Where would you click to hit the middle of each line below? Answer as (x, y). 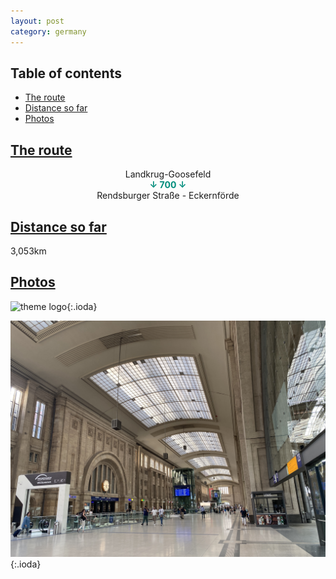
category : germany (48, 31)
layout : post (37, 21)
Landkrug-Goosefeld (168, 174)
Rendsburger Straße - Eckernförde (168, 196)
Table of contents (66, 73)
